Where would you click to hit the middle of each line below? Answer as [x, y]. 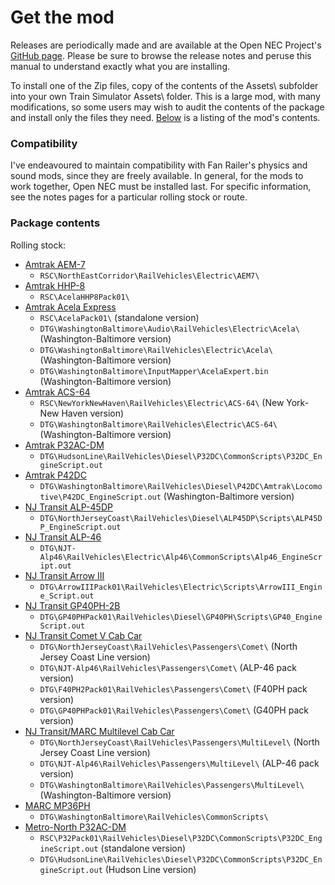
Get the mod [62, 17]
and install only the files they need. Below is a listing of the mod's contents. [165, 117]
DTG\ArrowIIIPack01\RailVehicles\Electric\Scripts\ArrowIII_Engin [181, 587]
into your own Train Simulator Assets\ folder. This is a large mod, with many [165, 96]
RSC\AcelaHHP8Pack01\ [84, 297]
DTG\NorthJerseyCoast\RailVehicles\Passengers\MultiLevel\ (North [179, 742]
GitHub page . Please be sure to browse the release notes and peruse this [161, 55]
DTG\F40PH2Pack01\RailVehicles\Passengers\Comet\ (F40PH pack [173, 688]
